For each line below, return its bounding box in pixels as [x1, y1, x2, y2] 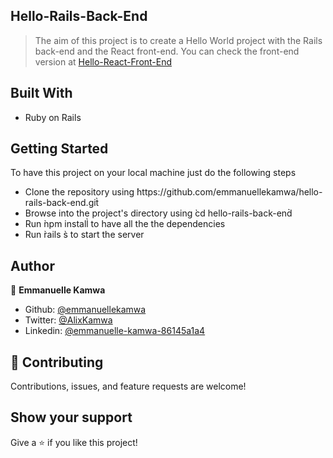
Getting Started [10, 140, 109, 158]
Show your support [10, 409, 133, 426]
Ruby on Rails [24, 111, 82, 123]
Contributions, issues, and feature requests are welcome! [10, 380, 247, 393]
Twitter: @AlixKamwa [24, 314, 113, 326]
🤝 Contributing [10, 354, 104, 371]
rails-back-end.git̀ [24, 197, 100, 209]
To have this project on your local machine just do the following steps [10, 167, 297, 179]
